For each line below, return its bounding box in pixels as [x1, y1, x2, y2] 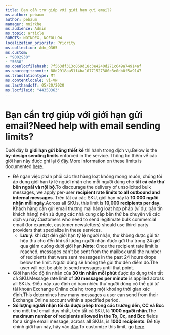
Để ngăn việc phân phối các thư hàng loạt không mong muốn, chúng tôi [12, 173, 162, 180]
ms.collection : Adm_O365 [5, 45, 58, 50]
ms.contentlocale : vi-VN [5, 78, 58, 83]
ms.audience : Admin [5, 26, 47, 31]
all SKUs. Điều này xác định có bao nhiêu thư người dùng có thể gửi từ [12, 281, 159, 287]
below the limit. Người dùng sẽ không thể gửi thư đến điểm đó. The [20, 259, 158, 266]
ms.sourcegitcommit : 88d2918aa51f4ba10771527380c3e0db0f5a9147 [5, 69, 142, 74]
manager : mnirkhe [5, 21, 42, 27]
